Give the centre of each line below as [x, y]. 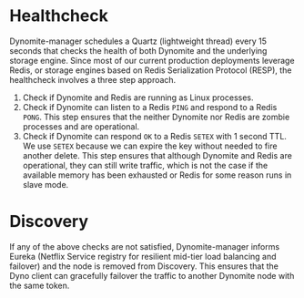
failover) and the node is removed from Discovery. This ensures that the [144, 266]
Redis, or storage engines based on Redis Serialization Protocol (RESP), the [151, 70]
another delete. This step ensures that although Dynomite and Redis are [157, 155]
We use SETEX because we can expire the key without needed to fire [150, 146]
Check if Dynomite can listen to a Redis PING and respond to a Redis [150, 107]
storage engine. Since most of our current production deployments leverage [152, 60]
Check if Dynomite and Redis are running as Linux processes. [138, 98]
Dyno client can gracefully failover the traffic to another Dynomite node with [152, 275]
